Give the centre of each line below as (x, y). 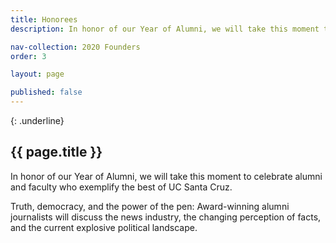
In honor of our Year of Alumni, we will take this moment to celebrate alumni (166, 176)
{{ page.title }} (56, 152)
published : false (46, 92)
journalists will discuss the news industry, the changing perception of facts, (166, 217)
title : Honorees (44, 19)
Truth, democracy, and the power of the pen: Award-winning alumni (150, 206)
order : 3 (28, 56)
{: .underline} (37, 120)
